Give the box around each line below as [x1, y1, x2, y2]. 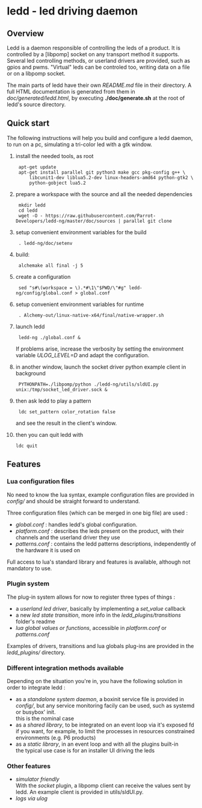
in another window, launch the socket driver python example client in [15, 363, 186, 371]
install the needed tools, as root [15, 152, 94, 159]
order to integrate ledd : [7, 684, 66, 692]
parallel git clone [123, 218, 173, 224]
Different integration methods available [7, 664, 124, 672]
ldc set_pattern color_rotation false [18, 409, 116, 415]
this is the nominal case [15, 715, 75, 722]
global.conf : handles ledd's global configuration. [15, 521, 138, 528]
